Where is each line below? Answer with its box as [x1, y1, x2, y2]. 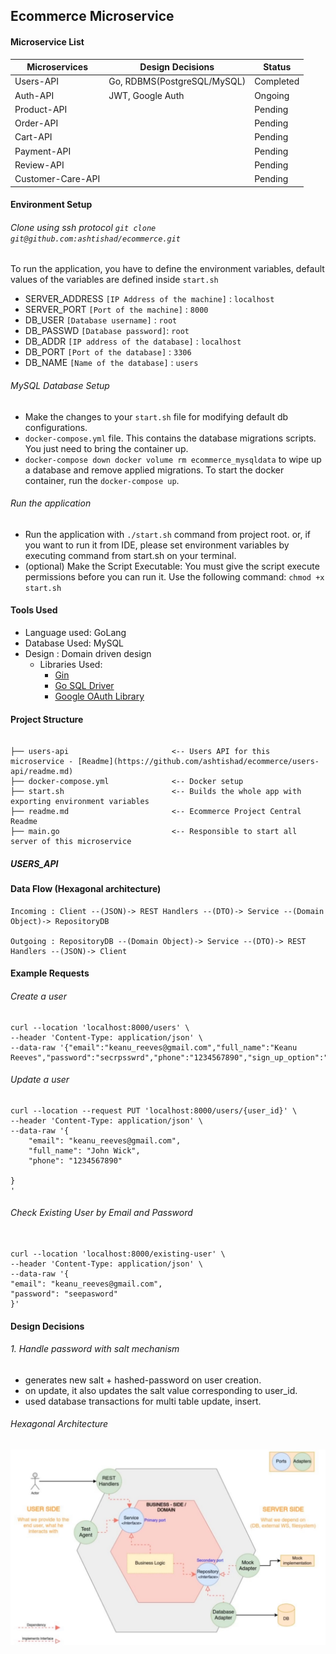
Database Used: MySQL [24, 637, 125, 649]
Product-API [14, 103, 68, 115]
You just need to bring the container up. [24, 442, 189, 454]
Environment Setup [10, 199, 93, 211]
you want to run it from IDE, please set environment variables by [24, 539, 290, 551]
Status [263, 61, 292, 73]
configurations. [24, 421, 88, 433]
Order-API [14, 117, 59, 129]
